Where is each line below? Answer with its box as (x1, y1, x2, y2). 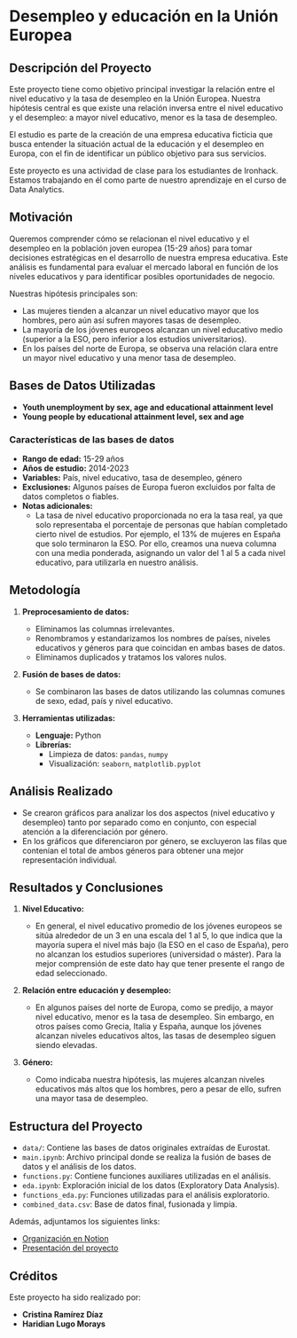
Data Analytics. (9, 184, 65, 194)
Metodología (9, 583, 82, 598)
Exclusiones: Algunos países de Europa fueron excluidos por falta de (21, 481, 277, 492)
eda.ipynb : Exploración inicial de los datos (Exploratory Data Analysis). (21, 1180, 280, 1191)
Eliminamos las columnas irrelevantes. (35, 623, 176, 634)
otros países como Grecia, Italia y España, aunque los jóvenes (35, 1021, 262, 1032)
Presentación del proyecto (21, 1243, 119, 1254)
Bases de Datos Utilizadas (9, 379, 156, 394)
